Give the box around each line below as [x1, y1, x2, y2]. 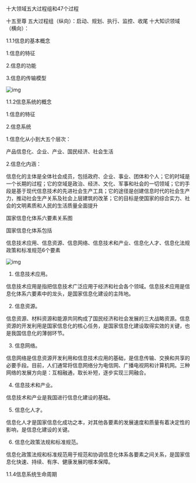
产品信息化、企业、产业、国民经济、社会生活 [6, 148, 114, 155]
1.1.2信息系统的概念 [6, 98, 52, 105]
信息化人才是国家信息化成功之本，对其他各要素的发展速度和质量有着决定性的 [6, 419, 190, 426]
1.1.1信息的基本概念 [6, 37, 51, 44]
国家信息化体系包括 [6, 227, 52, 234]
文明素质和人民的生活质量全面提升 [16, 202, 98, 209]
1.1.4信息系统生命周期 [6, 471, 57, 478]
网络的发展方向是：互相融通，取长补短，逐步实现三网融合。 [6, 369, 149, 376]
